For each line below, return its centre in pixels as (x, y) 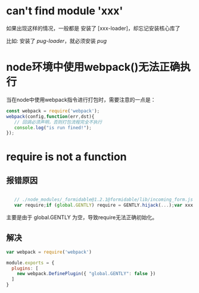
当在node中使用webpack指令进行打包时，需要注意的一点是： (81, 99)
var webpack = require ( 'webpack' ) (49, 252)
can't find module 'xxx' (65, 11)
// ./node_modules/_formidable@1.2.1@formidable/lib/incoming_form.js (104, 200)
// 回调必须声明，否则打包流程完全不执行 (58, 122)
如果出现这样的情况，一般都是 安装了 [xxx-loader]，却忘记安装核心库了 (93, 28)
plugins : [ (25, 268)
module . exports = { (30, 263)
